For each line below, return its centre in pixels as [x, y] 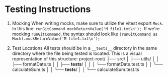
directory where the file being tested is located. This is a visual [77, 53]
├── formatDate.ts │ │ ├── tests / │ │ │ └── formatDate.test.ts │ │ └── [87, 64]
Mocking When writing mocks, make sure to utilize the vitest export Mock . [88, 23]
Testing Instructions [48, 9]
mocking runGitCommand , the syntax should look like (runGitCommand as [85, 34]
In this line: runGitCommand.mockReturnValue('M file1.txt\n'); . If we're [86, 28]
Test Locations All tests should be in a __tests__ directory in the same [85, 48]
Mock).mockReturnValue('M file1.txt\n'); [56, 39]
